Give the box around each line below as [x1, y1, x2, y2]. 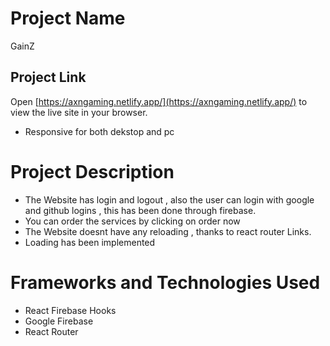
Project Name [10, 7, 126, 30]
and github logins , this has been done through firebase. [24, 204, 257, 216]
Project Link [10, 69, 87, 86]
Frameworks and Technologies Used [10, 271, 321, 294]
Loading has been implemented [24, 236, 156, 248]
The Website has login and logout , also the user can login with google [24, 193, 315, 206]
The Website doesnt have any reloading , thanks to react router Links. [24, 225, 312, 237]
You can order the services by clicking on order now [24, 215, 241, 227]
